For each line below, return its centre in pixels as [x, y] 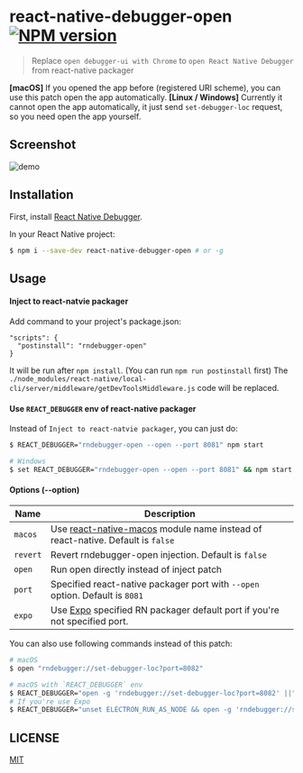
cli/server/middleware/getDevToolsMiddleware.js [102, 389]
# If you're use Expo [50, 701]
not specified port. [90, 622]
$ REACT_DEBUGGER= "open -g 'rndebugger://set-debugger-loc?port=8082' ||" [153, 693]
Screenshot [43, 145]
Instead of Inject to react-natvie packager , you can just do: [124, 429]
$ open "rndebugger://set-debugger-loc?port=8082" [106, 668]
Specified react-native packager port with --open [155, 585]
